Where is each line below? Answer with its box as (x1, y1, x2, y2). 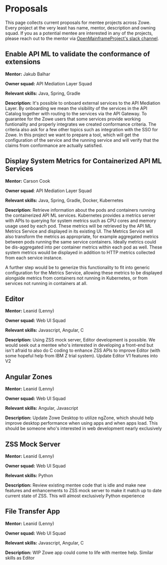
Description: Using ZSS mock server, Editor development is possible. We (5, 337, 156, 343)
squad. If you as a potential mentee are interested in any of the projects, (5, 30, 153, 36)
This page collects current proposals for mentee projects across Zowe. (5, 19, 151, 25)
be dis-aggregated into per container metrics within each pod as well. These (5, 244, 163, 250)
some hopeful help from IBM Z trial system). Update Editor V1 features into (5, 353, 158, 359)
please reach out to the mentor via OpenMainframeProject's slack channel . (5, 35, 159, 41)
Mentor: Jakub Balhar (5, 71, 51, 77)
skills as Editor (5, 555, 35, 561)
